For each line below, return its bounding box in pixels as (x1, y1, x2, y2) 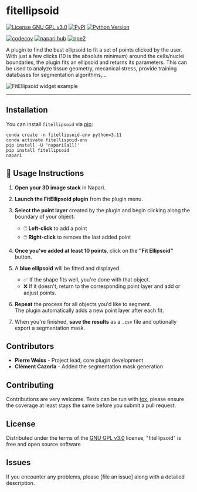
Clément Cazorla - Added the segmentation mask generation (14, 363, 163, 370)
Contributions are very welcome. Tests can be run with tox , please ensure (6, 396, 185, 403)
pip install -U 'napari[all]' (6, 142, 80, 148)
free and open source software (6, 441, 81, 447)
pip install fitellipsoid (6, 147, 69, 153)
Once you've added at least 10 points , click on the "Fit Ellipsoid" (14, 247, 174, 254)
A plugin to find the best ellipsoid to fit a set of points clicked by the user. (6, 46, 183, 53)
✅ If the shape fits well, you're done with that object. (23, 276, 151, 283)
